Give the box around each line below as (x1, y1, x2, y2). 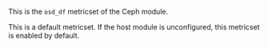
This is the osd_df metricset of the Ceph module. (8, 7, 169, 16)
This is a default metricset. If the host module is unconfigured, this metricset (8, 22, 260, 31)
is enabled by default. (8, 31, 80, 40)
